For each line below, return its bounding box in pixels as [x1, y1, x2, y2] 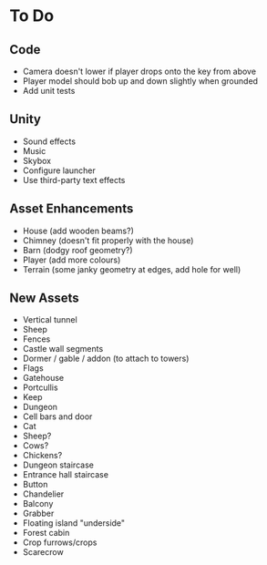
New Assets [9, 291, 79, 306]
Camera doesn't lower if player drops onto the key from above [22, 66, 257, 77]
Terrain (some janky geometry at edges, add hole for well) [22, 263, 241, 274]
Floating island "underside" [22, 518, 126, 529]
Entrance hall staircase [22, 469, 109, 480]
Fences [22, 334, 51, 344]
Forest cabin [22, 528, 70, 539]
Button [22, 479, 48, 490]
